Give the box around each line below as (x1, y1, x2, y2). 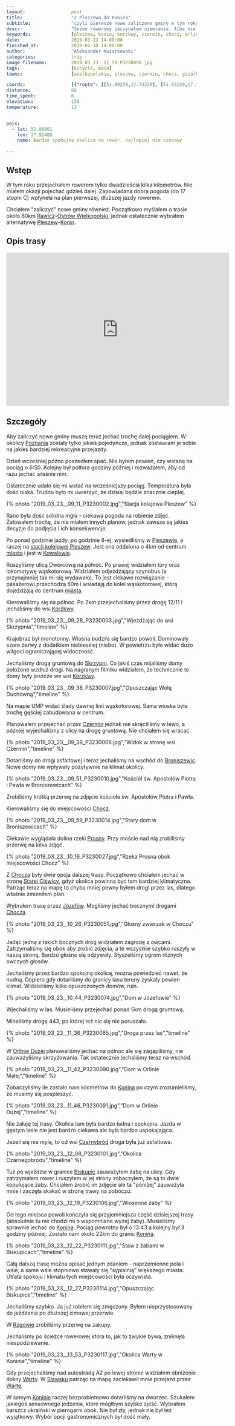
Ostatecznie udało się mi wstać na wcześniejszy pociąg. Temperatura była (6, 482, 192, 489)
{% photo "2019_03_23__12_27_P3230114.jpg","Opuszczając (6, 1284, 155, 1292)
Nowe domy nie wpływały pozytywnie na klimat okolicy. (6, 763, 145, 770)
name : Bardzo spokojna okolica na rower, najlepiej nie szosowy (17, 137, 182, 144)
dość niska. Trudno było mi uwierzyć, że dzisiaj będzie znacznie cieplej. (6, 488, 185, 495)
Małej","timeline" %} (6, 1072, 56, 1079)
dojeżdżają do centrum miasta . (6, 587, 83, 594)
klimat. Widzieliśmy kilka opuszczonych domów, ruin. (6, 982, 138, 989)
